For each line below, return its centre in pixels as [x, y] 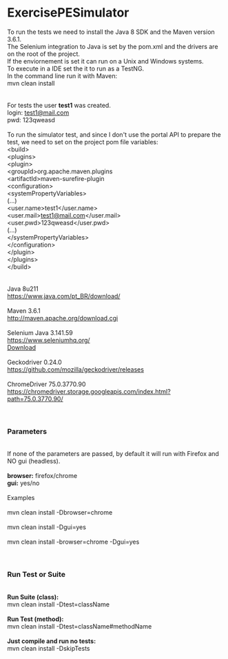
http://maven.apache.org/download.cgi [63, 318]
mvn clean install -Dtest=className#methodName [80, 626]
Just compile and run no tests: [52, 641]
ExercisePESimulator [68, 13]
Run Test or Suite [36, 575]
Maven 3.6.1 [24, 311]
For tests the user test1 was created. [59, 105]
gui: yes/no [23, 483]
